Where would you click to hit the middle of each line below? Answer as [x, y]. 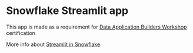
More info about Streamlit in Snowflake [53, 44]
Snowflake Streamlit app [67, 11]
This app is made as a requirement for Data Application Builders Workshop [96, 27]
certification [21, 33]
